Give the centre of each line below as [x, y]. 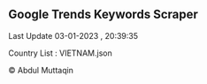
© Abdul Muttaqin [41, 70]
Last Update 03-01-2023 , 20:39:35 [73, 35]
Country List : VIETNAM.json [60, 53]
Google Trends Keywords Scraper [103, 15]
